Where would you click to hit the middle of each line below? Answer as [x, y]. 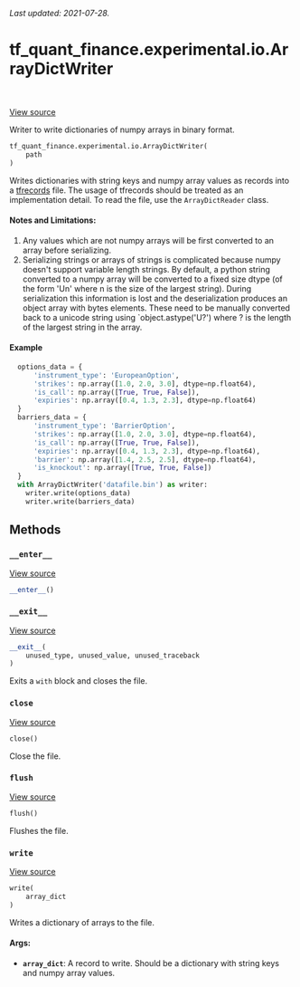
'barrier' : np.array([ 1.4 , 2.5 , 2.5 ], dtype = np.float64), [145, 460]
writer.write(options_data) [78, 493]
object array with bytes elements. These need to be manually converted [156, 308]
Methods [35, 530]
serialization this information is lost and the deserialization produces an [155, 298]
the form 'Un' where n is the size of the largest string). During [137, 288]
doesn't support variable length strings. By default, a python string [146, 269]
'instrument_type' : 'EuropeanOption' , [106, 375]
